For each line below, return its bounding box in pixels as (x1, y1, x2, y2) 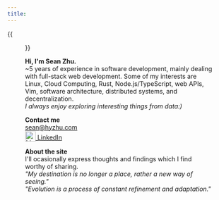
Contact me (25, 115, 60, 124)
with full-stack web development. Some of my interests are (25, 72, 197, 80)
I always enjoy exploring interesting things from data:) (25, 101, 182, 110)
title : (7, 10, 27, 18)
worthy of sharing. (25, 162, 79, 170)
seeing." (25, 177, 49, 185)
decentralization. (25, 94, 74, 103)
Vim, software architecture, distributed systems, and (25, 87, 178, 95)
